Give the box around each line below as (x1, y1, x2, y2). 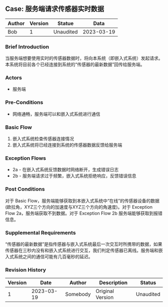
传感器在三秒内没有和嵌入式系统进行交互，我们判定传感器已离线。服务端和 (5, 247, 158, 253)
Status (139, 279, 156, 286)
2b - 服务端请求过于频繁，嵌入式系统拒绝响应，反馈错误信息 (12, 173, 136, 179)
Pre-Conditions (5, 99, 43, 106)
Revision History (5, 266, 46, 273)
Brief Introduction (5, 43, 49, 50)
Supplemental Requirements (5, 229, 76, 236)
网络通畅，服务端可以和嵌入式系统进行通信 (12, 111, 100, 117)
